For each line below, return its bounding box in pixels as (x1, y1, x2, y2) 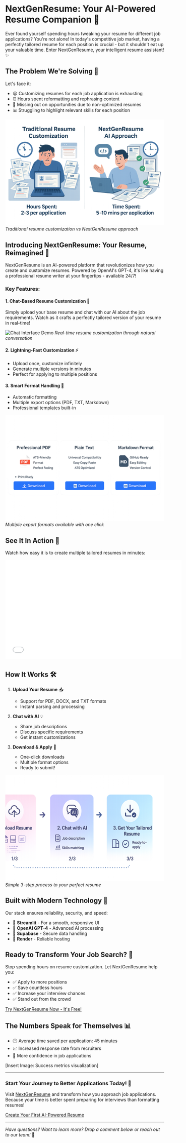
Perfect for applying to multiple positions (12, 371, 97, 377)
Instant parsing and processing (20, 703, 85, 710)
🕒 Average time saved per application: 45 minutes (12, 1038, 117, 1044)
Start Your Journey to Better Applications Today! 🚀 (5, 1080, 132, 1087)
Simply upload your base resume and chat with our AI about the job (5, 309, 145, 316)
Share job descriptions (20, 724, 67, 730)
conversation (5, 335, 33, 341)
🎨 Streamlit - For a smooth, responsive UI (12, 920, 99, 926)
